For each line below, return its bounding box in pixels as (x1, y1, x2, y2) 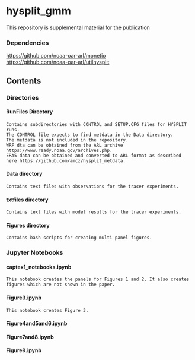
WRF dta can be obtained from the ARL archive (6, 142, 123, 148)
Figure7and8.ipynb (6, 333, 55, 340)
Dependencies (6, 39, 49, 47)
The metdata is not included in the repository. (6, 137, 129, 143)
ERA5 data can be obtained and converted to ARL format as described (6, 153, 182, 159)
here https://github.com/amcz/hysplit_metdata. (6, 157, 126, 164)
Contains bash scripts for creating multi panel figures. (6, 235, 152, 241)
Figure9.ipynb (6, 347, 41, 354)
